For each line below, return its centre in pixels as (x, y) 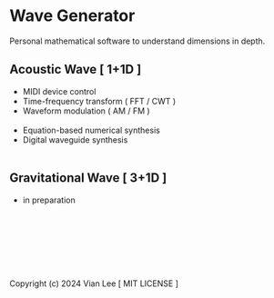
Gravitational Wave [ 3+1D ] (88, 178)
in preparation (49, 200)
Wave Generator (72, 16)
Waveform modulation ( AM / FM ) (86, 111)
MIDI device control (59, 91)
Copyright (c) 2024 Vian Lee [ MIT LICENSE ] (94, 283)
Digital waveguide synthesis (75, 139)
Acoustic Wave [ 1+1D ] (76, 70)
